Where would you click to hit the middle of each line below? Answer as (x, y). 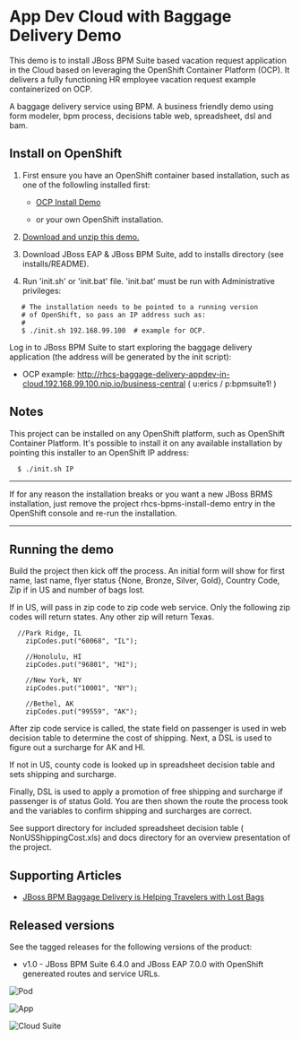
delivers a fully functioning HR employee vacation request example (133, 79)
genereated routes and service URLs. (91, 974)
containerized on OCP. (51, 89)
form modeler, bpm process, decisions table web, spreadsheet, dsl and (141, 116)
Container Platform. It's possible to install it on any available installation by (146, 443)
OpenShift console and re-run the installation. (93, 513)
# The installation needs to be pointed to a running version (139, 307)
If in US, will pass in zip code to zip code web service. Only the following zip (150, 608)
